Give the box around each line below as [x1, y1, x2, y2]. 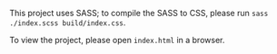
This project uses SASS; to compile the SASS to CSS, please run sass [9, 8, 269, 18]
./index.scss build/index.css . [9, 17, 126, 28]
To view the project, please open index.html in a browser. [9, 35, 225, 45]
